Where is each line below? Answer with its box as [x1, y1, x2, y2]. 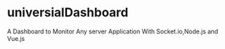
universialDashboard [7, 5, 129, 20]
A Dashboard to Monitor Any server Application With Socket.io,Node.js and [7, 27, 219, 35]
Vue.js [7, 34, 25, 42]
